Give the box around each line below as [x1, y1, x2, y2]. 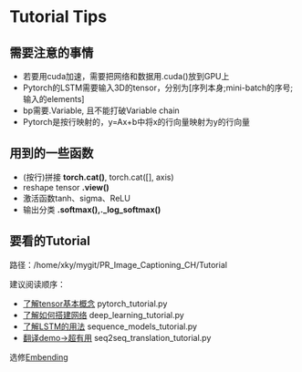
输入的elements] [22, 94, 85, 104]
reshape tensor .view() [22, 181, 109, 192]
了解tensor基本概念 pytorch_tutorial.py [22, 298, 168, 309]
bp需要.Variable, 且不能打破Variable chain [22, 105, 180, 116]
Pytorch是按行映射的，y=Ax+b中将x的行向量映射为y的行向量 [22, 117, 251, 127]
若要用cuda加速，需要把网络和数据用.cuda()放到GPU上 [22, 71, 230, 81]
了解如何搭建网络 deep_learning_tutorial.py [22, 309, 184, 320]
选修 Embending [9, 351, 68, 362]
